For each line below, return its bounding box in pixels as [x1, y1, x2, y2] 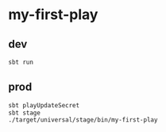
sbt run [8, 58, 34, 66]
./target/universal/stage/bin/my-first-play [8, 116, 158, 124]
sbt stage [8, 109, 41, 117]
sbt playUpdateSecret [8, 101, 80, 109]
